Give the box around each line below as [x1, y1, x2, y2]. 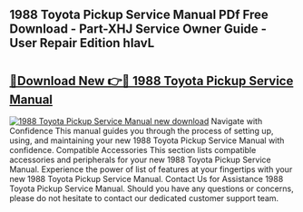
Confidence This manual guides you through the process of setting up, [9, 126, 274, 136]
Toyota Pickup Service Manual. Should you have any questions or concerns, [9, 183, 294, 194]
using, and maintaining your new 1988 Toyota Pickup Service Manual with [9, 135, 285, 146]
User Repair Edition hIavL [9, 35, 155, 51]
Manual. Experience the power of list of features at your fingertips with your [9, 164, 293, 175]
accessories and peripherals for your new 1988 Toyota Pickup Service [9, 154, 271, 165]
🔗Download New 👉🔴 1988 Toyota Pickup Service [9, 72, 294, 89]
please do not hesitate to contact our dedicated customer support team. [9, 193, 279, 203]
